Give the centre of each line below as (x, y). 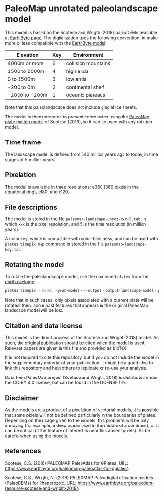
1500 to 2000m (26, 71)
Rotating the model (35, 265)
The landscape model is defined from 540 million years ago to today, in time (82, 154)
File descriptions (31, 207)
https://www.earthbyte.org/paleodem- (116, 483)
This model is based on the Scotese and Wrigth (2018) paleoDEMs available (81, 32)
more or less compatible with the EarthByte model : (56, 43)
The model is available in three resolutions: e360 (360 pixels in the (72, 187)
